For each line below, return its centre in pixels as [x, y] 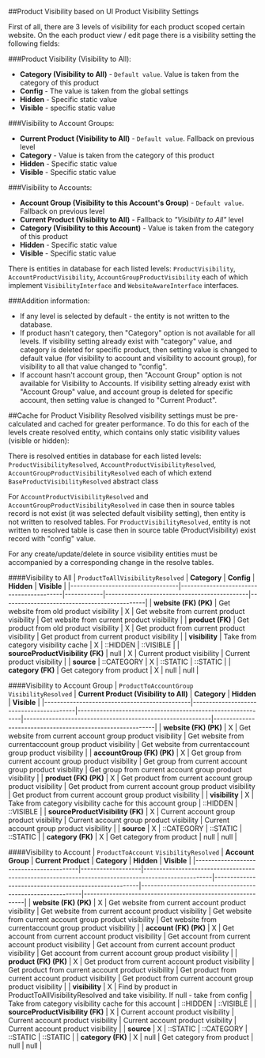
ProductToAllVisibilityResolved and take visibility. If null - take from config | [130, 995]
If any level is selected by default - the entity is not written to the [125, 316]
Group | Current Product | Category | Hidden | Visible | [100, 861]
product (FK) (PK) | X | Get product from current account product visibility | [131, 961]
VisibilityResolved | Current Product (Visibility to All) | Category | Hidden [132, 694]
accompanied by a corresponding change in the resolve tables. [111, 562]
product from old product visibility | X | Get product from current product [127, 628]
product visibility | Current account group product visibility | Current [119, 820]
